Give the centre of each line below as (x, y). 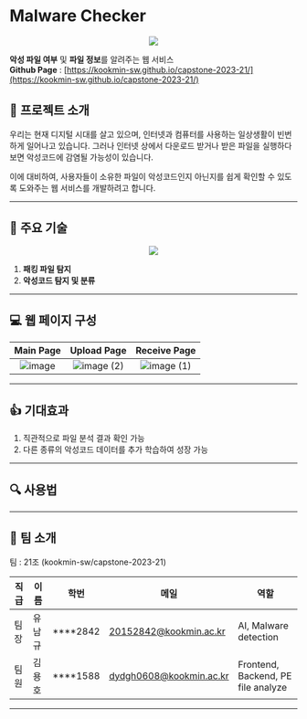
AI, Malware (263, 625)
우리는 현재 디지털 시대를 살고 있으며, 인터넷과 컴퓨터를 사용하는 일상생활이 (143, 134)
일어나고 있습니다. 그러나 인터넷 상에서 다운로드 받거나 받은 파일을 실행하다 (159, 145)
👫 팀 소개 (33, 539)
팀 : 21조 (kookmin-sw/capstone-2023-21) (88, 562)
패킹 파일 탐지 (47, 269)
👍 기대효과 (39, 411)
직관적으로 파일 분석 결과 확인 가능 (84, 439)
